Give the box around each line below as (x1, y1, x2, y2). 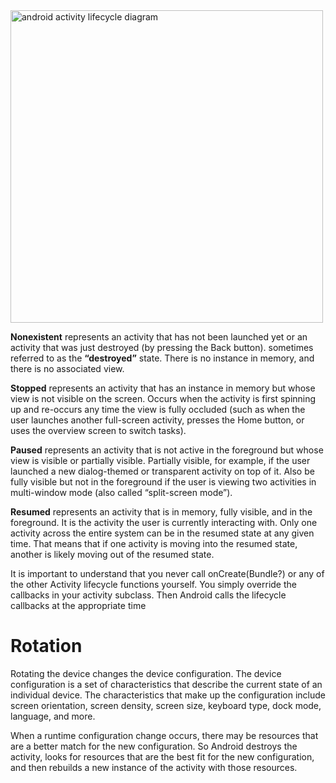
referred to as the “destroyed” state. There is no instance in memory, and (10, 352, 315, 364)
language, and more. (10, 710, 96, 722)
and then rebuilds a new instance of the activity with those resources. (10, 761, 298, 773)
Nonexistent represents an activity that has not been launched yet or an (10, 331, 308, 343)
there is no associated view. (10, 363, 125, 374)
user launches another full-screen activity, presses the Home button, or (10, 414, 305, 426)
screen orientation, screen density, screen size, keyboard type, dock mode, (10, 699, 322, 711)
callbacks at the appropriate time (10, 600, 147, 611)
